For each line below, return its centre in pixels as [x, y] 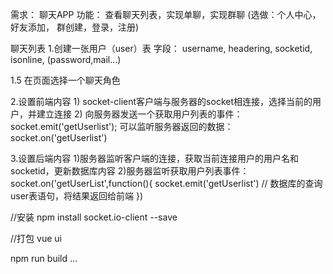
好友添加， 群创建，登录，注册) [75, 27]
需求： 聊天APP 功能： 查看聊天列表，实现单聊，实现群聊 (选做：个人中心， [166, 14]
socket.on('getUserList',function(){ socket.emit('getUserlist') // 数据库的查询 [166, 183]
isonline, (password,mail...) [66, 59]
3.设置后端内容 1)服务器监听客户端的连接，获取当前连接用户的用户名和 [155, 158]
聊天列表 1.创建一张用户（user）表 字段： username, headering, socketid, [161, 48]
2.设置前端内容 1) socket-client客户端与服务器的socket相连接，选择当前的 [161, 101]
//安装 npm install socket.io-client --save [94, 217]
